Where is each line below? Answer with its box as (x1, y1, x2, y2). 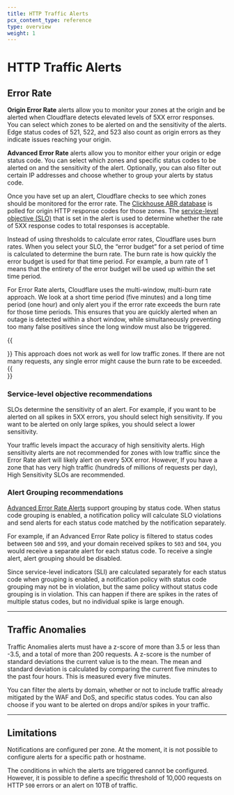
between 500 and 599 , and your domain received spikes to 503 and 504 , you (7, 539, 221, 548)
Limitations (7, 727, 57, 739)
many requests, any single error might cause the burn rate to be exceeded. (7, 357, 222, 366)
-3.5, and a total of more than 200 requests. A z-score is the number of (7, 649, 211, 658)
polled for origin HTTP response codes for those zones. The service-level (7, 207, 219, 215)
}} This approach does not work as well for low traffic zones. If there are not (7, 350, 225, 358)
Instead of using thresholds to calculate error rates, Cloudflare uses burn (7, 235, 217, 244)
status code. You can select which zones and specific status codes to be (7, 156, 217, 164)
